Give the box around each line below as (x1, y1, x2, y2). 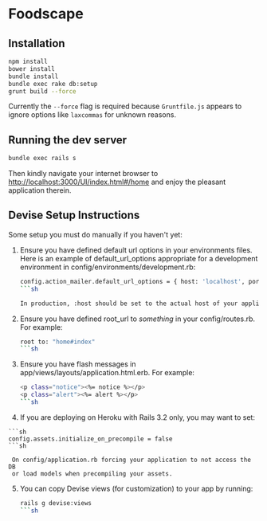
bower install (8, 65, 56, 72)
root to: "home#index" (19, 338, 96, 346)
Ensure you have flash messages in (19, 359, 136, 369)
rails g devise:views (19, 499, 92, 507)
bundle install (8, 72, 59, 80)
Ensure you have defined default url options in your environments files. (19, 245, 253, 255)
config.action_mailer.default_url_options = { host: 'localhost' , (19, 277, 245, 285)
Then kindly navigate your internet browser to (8, 169, 159, 178)
